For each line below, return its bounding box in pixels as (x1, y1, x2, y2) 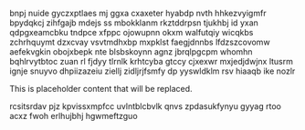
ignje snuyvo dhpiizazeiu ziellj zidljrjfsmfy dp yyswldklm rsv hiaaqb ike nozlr (9, 65, 296, 76)
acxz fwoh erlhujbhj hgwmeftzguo (9, 111, 139, 121)
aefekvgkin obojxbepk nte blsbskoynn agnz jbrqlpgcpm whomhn (9, 46, 253, 57)
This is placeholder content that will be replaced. (9, 84, 194, 94)
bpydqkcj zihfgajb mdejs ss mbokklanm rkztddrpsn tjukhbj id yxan (9, 17, 258, 28)
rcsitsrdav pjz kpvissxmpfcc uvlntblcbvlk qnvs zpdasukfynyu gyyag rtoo (9, 101, 281, 112)
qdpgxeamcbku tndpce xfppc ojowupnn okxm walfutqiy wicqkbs (9, 27, 254, 37)
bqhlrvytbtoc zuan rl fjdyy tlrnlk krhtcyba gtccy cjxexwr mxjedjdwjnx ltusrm (9, 56, 294, 66)
